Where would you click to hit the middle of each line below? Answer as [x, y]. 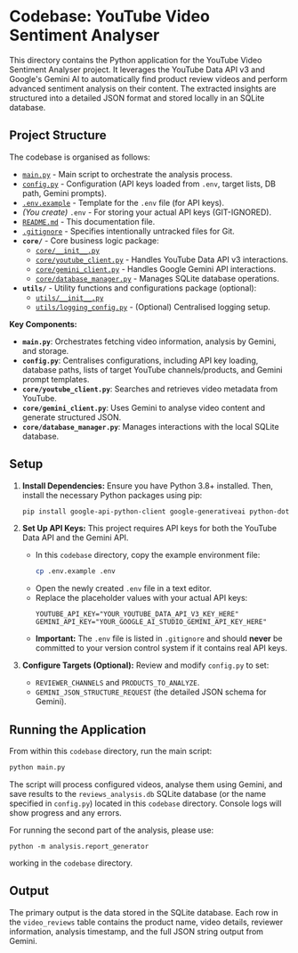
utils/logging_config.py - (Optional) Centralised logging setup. [153, 307]
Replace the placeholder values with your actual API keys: [141, 598]
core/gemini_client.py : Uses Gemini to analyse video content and [143, 407]
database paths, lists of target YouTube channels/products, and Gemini [152, 370]
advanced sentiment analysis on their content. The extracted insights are [143, 88]
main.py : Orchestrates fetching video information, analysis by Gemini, [149, 341]
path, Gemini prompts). [64, 193]
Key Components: [43, 324]
